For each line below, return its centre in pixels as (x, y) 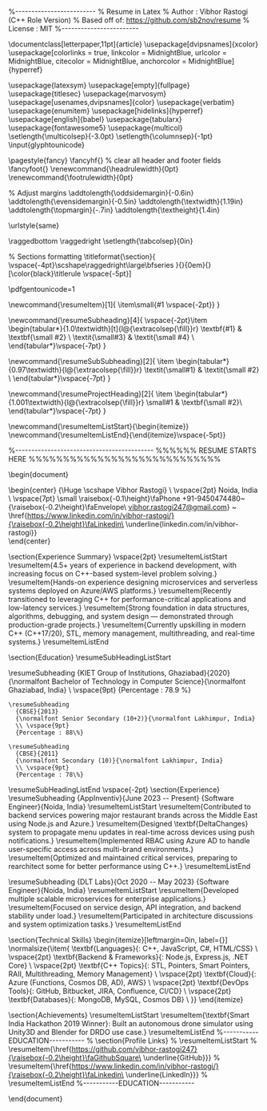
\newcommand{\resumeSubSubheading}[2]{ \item (91, 361)
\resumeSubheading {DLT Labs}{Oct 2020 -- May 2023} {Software (119, 882)
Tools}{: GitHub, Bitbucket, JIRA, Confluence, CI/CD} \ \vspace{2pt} (120, 991)
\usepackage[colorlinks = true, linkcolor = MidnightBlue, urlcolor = (118, 53)
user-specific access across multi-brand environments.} (101, 849)
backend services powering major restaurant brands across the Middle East (133, 815)
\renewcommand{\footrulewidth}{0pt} (71, 177)
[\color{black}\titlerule (45, 273)
